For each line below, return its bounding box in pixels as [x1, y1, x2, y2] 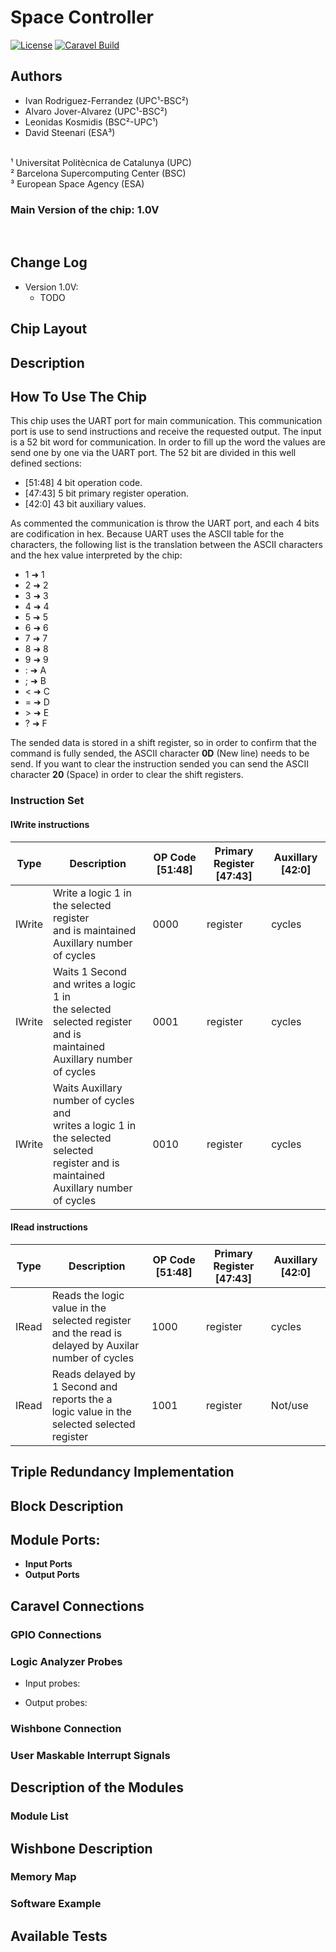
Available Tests [10, 1927, 108, 1945]
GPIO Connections [10, 1627, 102, 1641]
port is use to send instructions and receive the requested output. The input [10, 426, 322, 438]
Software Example [10, 1897, 102, 1911]
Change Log [10, 254, 88, 271]
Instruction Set [10, 794, 85, 808]
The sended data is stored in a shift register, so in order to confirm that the [10, 737, 317, 749]
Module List [10, 1809, 69, 1823]
